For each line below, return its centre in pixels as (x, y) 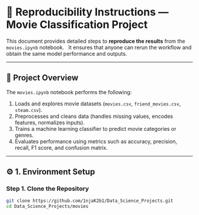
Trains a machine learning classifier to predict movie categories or (95, 129)
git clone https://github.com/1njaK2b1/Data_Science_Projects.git (90, 201)
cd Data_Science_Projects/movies (47, 207)
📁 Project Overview (42, 78)
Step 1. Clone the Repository (48, 189)
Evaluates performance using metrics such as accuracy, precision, (96, 141)
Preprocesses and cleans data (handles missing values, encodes (94, 116)
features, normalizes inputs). (49, 122)
